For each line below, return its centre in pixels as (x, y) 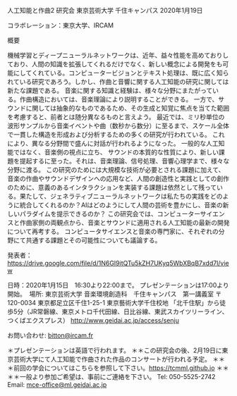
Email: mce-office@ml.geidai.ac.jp (57, 385)
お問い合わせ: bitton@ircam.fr (50, 335)
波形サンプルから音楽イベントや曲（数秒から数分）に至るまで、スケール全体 (119, 126)
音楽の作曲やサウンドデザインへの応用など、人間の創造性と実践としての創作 (118, 179)
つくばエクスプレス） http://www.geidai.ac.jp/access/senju (93, 320)
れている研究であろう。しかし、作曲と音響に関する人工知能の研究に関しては (118, 82)
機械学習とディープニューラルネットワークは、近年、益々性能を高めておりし (118, 55)
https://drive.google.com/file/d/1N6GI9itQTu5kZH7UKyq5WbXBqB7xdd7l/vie (118, 263)
